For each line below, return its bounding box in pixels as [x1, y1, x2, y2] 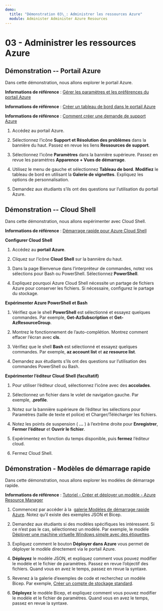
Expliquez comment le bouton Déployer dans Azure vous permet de [12, 541, 149, 547]
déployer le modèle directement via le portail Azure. [12, 546, 116, 552]
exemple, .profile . [12, 397, 48, 403]
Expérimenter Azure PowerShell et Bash [5, 300, 88, 306]
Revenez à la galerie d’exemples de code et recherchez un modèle [12, 575, 145, 581]
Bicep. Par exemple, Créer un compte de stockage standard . [12, 580, 134, 586]
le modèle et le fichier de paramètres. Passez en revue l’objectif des [12, 561, 148, 566]
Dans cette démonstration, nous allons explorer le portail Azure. [5, 80, 133, 86]
